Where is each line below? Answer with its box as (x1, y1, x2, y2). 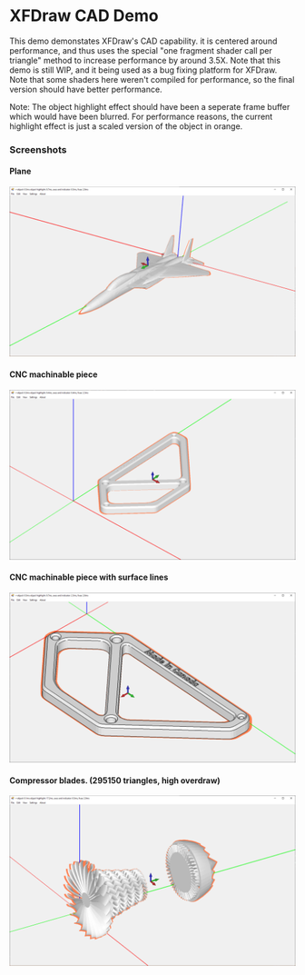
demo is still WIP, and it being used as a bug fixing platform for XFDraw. (9, 65, 278, 75)
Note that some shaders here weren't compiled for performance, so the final (9, 74, 295, 85)
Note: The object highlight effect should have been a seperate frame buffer (9, 101, 290, 112)
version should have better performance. (9, 84, 162, 95)
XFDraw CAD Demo (9, 5, 159, 26)
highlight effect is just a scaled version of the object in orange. (9, 120, 243, 132)
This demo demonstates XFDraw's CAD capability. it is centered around (9, 35, 278, 46)
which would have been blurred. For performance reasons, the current (9, 111, 273, 122)
